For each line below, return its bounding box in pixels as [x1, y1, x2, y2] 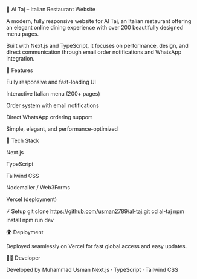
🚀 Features [6, 67, 33, 74]
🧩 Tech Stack [6, 137, 39, 144]
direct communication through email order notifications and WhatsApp [6, 48, 182, 56]
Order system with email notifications [6, 102, 100, 109]
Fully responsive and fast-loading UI [6, 79, 97, 85]
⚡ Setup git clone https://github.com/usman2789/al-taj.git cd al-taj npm [6, 208, 185, 215]
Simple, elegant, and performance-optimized [6, 125, 118, 133]
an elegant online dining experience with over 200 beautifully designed [6, 24, 183, 31]
